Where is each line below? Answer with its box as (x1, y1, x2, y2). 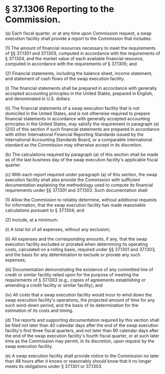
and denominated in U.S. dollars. (5, 95, 71, 102)
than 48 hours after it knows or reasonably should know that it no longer (5, 358, 152, 364)
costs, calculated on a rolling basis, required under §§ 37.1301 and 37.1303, (5, 246, 156, 252)
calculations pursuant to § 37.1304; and (5, 207, 85, 213)
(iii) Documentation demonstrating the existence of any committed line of (5, 266, 154, 272)
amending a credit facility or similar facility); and (5, 282, 103, 288)
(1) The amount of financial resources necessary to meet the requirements (5, 45, 156, 51)
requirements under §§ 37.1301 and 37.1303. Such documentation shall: (5, 187, 149, 193)
